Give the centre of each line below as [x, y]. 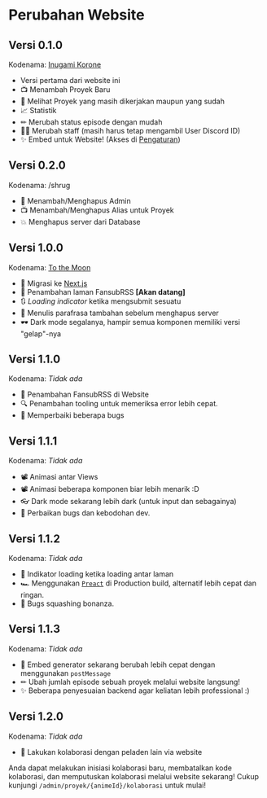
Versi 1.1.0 [35, 360]
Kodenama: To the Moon [50, 267]
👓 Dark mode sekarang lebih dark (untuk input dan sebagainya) [129, 502]
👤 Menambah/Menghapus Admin [76, 200]
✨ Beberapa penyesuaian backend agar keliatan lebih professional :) [135, 691]
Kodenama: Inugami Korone [55, 64]
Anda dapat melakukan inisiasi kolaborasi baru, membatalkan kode [120, 768]
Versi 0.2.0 [37, 166]
